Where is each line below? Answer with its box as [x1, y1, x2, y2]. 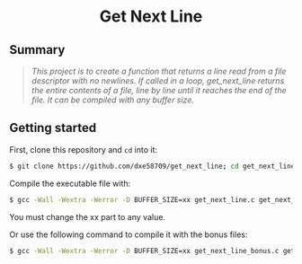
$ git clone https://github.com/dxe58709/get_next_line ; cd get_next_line [9, 162, 296, 171]
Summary [9, 42, 66, 57]
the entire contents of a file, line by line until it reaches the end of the [31, 85, 288, 95]
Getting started [9, 120, 97, 136]
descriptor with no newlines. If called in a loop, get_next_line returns [31, 75, 285, 86]
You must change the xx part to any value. [9, 211, 166, 222]
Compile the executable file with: [9, 178, 131, 189]
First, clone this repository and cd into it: [9, 144, 158, 154]
